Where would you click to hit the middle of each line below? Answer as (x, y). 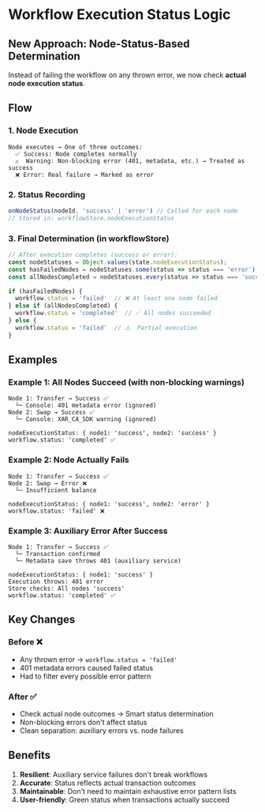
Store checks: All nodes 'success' (67, 588)
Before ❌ (26, 642)
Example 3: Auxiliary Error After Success (88, 531)
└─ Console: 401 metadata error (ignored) (86, 406)
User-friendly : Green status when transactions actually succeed (125, 799)
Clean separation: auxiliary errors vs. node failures (101, 730)
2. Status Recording (47, 194)
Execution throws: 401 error (56, 581)
